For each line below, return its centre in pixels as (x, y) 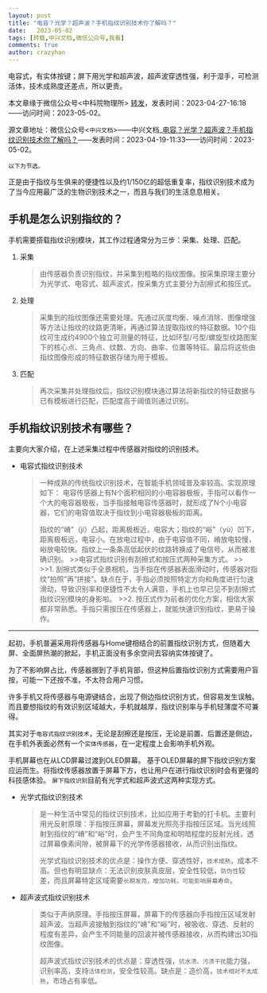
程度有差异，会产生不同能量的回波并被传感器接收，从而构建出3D (145, 933)
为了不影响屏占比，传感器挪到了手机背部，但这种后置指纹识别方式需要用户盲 (133, 670)
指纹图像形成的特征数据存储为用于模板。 (106, 357)
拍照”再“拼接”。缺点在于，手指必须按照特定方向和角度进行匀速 (152, 579)
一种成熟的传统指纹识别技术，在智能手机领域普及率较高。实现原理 (147, 482)
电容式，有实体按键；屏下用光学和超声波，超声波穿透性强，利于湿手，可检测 (133, 76)
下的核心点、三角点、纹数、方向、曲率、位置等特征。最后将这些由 (147, 347)
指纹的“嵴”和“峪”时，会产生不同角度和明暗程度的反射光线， (151, 833)
